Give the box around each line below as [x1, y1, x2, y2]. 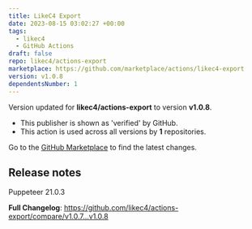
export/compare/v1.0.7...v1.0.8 [8, 212, 109, 222]
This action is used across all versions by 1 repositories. [19, 127, 207, 136]
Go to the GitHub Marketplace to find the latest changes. [8, 142, 197, 152]
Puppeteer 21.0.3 [8, 188, 66, 197]
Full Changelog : [8, 203, 62, 213]
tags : [8, 27, 27, 35]
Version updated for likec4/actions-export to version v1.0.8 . [8, 102, 212, 112]
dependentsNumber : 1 [8, 80, 79, 88]
